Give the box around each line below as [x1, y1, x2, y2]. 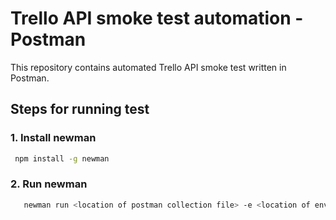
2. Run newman [10, 177, 88, 191]
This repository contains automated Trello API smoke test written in [10, 61, 287, 73]
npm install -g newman [14, 153, 110, 164]
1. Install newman [10, 131, 97, 145]
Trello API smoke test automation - [10, 7, 304, 30]
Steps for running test [10, 101, 150, 118]
